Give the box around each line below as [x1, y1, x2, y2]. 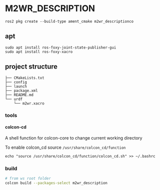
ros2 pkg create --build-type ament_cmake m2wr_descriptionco [5, 19, 134, 24]
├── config [5, 80, 27, 85]
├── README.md [5, 92, 34, 97]
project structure [5, 63, 58, 71]
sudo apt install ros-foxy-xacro [5, 49, 73, 54]
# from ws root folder [5, 176, 51, 181]
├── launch [5, 84, 27, 89]
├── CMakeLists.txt [5, 75, 45, 80]
